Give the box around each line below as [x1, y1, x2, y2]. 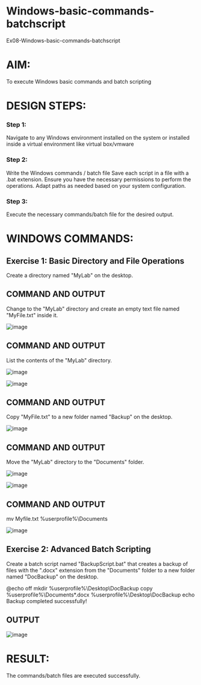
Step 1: [6, 120, 26, 129]
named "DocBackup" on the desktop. [6, 573, 99, 580]
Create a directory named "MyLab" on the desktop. [6, 271, 134, 279]
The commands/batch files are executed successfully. [6, 672, 141, 679]
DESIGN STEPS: [6, 99, 87, 113]
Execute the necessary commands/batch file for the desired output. [6, 211, 174, 218]
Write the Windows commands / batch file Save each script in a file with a [6, 169, 189, 176]
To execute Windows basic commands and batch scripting [6, 78, 152, 85]
